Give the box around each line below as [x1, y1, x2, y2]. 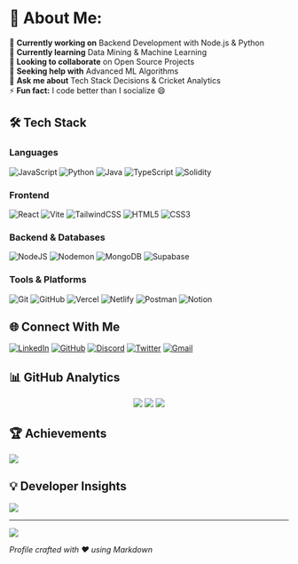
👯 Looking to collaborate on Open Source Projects [9, 56, 195, 67]
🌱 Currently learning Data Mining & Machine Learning [9, 46, 207, 57]
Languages [9, 147, 59, 159]
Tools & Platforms [9, 274, 87, 286]
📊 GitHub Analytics [9, 369, 121, 385]
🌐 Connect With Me [9, 319, 121, 334]
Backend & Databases [9, 231, 106, 243]
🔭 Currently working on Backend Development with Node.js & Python [9, 37, 264, 48]
